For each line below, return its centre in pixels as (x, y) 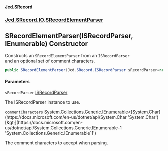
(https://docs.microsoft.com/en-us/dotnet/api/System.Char (66, 117)
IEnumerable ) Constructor (47, 44)
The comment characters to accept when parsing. (57, 143)
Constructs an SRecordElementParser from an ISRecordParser (67, 56)
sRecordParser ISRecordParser (36, 93)
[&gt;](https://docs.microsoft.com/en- (44, 123)
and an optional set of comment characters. (50, 61)
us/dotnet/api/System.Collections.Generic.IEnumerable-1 (64, 128)
